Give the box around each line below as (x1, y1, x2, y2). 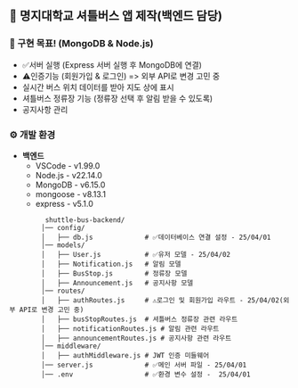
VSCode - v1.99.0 (35, 160, 101, 171)
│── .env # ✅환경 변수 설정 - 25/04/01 (41, 369, 251, 379)
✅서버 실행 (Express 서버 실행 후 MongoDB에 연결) (21, 59, 203, 70)
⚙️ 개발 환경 (9, 128, 56, 141)
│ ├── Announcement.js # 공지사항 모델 (41, 278, 194, 287)
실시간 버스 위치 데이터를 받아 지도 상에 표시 (21, 81, 175, 92)
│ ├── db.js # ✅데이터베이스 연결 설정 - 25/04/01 (41, 233, 271, 242)
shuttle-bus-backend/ (44, 215, 125, 225)
